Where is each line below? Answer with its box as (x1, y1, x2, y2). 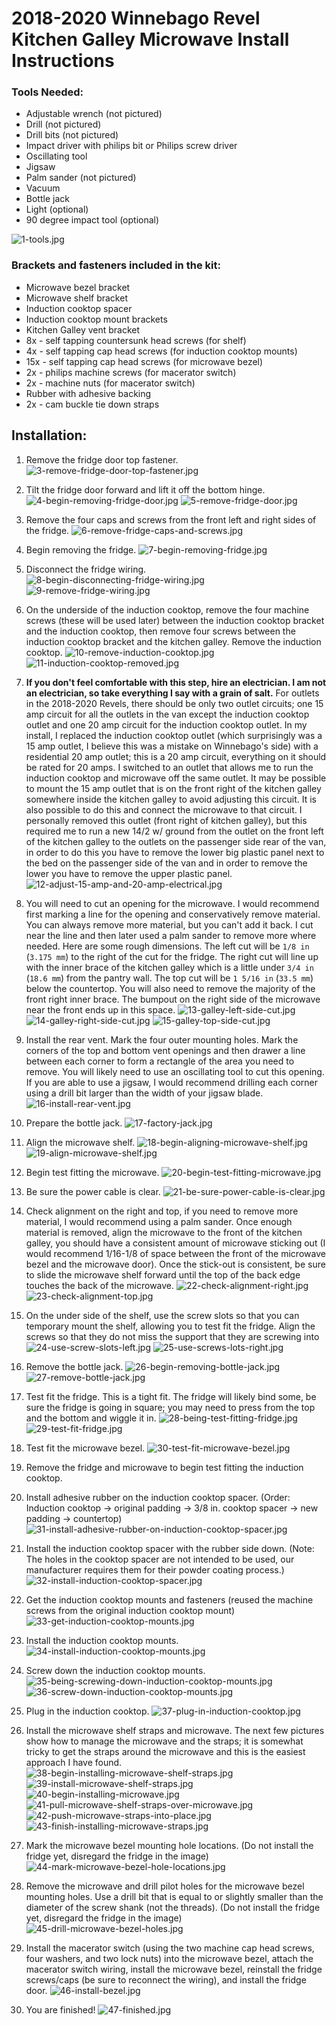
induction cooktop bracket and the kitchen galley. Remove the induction (25, 635, 322, 647)
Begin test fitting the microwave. (25, 1166, 160, 1178)
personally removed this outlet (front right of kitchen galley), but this (25, 814, 308, 826)
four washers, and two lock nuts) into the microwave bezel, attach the (25, 1952, 314, 1964)
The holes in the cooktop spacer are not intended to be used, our (25, 1553, 295, 1565)
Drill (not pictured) (25, 118, 102, 131)
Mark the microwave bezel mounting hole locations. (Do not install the (25, 1839, 314, 1851)
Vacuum (25, 182, 61, 194)
